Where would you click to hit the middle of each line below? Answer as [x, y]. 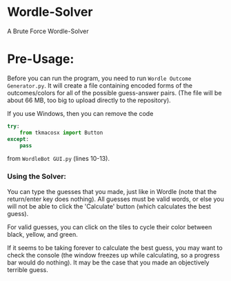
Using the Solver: [37, 177]
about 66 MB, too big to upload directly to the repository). [89, 100]
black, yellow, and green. [42, 234]
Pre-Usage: [41, 59]
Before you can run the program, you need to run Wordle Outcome [99, 78]
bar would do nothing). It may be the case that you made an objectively [108, 262]
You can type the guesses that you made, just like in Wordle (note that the [112, 191]
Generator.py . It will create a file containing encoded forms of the [100, 85]
